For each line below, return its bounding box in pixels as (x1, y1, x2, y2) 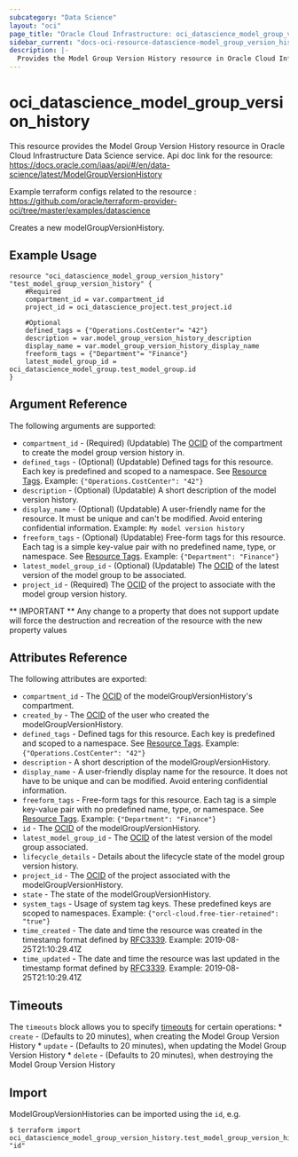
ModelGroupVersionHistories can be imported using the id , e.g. (9, 1109, 241, 1119)
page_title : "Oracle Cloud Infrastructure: (9, 29, 173, 38)
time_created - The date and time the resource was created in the (21, 925, 263, 936)
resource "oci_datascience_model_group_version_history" (9, 272, 224, 281)
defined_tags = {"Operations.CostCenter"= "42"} (25, 326, 208, 335)
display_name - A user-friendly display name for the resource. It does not (21, 766, 288, 777)
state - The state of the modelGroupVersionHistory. (21, 889, 211, 899)
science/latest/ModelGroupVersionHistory (9, 169, 162, 179)
